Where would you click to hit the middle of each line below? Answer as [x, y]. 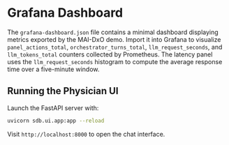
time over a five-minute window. [53, 69]
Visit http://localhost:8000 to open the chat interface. [86, 134]
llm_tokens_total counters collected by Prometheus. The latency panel [110, 54]
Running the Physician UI [63, 91]
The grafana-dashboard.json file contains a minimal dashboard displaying [113, 32]
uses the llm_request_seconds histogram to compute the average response [115, 61]
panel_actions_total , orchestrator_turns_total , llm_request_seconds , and [115, 47]
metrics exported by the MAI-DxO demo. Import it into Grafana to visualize [114, 39]
